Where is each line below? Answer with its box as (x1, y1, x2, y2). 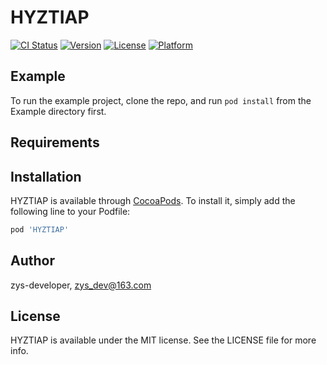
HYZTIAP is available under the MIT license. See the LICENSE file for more (10, 334, 317, 346)
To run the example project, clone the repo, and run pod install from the (10, 94, 312, 106)
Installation (10, 168, 82, 185)
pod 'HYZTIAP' (10, 224, 70, 235)
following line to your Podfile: (10, 205, 131, 217)
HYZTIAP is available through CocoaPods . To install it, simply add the (10, 194, 296, 206)
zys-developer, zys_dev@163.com (10, 279, 152, 291)
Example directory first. (10, 105, 107, 117)
